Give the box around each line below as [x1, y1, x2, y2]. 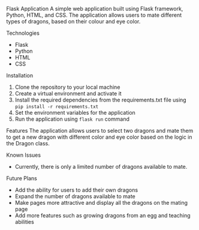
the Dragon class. [6, 140, 50, 147]
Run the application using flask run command [14, 115, 130, 123]
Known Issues [6, 151, 41, 159]
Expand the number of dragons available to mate [14, 193, 136, 200]
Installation [6, 72, 34, 79]
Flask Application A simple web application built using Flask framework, [6, 5, 183, 12]
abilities [14, 219, 34, 225]
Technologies [6, 29, 40, 37]
